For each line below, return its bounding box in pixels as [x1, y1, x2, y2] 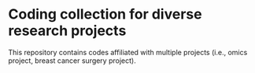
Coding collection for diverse [8, 5, 202, 23]
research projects [8, 22, 127, 40]
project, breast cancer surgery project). [8, 56, 136, 65]
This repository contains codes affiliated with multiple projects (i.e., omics [8, 47, 248, 57]
